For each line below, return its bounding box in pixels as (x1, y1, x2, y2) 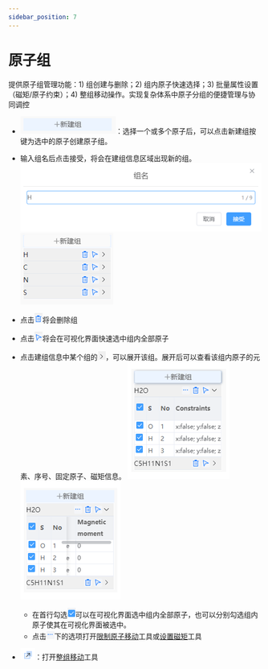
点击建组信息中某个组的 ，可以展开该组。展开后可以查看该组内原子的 (19, 353, 254, 362)
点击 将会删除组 (19, 315, 78, 325)
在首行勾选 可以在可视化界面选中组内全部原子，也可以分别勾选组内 (31, 610, 258, 620)
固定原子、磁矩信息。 (55, 472, 126, 481)
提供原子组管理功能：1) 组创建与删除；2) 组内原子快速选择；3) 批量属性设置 (8, 79, 259, 89)
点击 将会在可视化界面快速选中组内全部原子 (19, 334, 169, 344)
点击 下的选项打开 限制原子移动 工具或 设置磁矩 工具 (31, 632, 202, 642)
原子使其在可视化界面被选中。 (31, 620, 131, 630)
